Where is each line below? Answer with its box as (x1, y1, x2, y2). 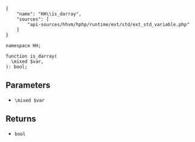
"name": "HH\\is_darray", (16, 11, 82, 17)
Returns (5, 114, 37, 124)
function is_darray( (5, 53, 58, 59)
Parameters (5, 80, 51, 91)
